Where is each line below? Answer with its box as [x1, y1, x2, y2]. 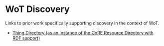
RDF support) [12, 35, 40, 41]
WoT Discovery [5, 3, 70, 15]
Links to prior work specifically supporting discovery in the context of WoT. [5, 20, 160, 26]
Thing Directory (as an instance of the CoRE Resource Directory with [12, 29, 154, 35]
